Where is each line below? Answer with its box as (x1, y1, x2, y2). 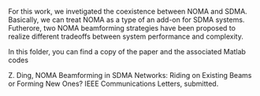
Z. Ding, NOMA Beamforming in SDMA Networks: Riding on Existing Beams (8, 71, 252, 79)
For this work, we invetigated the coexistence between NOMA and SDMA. (8, 7, 248, 16)
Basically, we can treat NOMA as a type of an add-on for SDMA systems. (8, 15, 245, 24)
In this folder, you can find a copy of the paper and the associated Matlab (8, 47, 247, 56)
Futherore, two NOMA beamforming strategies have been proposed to (8, 24, 236, 32)
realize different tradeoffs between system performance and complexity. (8, 31, 244, 41)
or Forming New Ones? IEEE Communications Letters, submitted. (8, 79, 219, 88)
